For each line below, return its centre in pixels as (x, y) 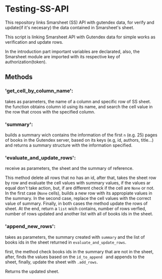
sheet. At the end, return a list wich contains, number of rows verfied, (76, 209)
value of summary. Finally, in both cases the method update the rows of (76, 204)
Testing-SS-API (37, 9)
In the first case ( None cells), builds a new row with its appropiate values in (79, 193)
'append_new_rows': (30, 227)
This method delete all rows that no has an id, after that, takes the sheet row (81, 178)
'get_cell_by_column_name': (39, 91)
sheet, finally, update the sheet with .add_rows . (52, 262)
